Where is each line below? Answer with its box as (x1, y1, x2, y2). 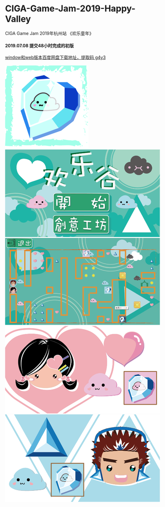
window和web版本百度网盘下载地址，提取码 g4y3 (5, 55, 106, 61)
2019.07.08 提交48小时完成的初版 (5, 42, 74, 48)
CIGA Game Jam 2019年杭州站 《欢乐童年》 (5, 30, 94, 36)
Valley (5, 13, 31, 25)
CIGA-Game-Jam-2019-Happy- (5, 3, 136, 14)
